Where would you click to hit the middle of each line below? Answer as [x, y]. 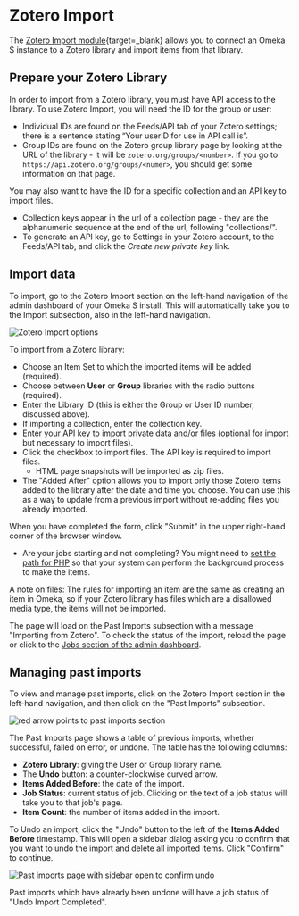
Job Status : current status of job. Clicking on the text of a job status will [154, 793]
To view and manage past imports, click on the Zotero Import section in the [147, 694]
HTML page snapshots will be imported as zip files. [130, 470]
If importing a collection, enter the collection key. [112, 423]
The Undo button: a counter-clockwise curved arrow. [120, 774]
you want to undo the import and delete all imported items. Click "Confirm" [146, 848]
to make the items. [56, 571]
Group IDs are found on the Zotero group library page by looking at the [152, 145]
